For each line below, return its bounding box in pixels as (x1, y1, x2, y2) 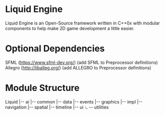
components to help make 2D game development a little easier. (5, 25, 135, 31)
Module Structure (5, 82, 80, 93)
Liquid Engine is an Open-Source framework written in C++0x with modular (5, 20, 161, 26)
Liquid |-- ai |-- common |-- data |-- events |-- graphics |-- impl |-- (5, 98, 143, 104)
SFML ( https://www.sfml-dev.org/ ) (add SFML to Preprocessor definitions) (5, 59, 158, 65)
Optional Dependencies (5, 43, 105, 54)
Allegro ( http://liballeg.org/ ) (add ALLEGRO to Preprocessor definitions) (5, 64, 152, 70)
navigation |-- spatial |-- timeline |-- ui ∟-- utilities (5, 104, 109, 110)
